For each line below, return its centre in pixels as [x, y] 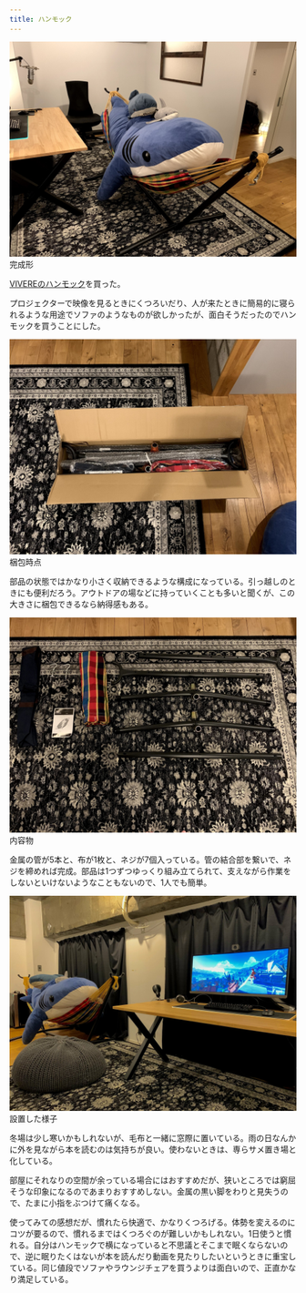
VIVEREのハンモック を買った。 [67, 283]
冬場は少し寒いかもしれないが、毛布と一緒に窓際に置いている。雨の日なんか [153, 1137]
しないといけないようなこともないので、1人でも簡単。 [111, 882]
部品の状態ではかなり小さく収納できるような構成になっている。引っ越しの [149, 581]
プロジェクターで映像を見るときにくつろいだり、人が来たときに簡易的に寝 [148, 303]
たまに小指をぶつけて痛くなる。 [85, 1203]
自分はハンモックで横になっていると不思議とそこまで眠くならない [157, 1245]
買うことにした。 [73, 326]
